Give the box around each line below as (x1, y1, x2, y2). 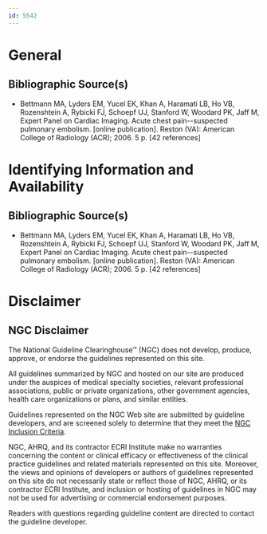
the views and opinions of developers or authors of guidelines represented (8, 467, 253, 477)
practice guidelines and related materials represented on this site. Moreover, (8, 459, 259, 469)
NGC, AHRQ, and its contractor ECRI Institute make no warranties (8, 442, 222, 451)
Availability (8, 177, 84, 195)
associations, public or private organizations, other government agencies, (8, 386, 250, 395)
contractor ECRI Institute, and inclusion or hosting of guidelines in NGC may (8, 484, 257, 494)
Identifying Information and (8, 160, 194, 179)
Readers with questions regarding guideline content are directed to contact (8, 508, 255, 518)
